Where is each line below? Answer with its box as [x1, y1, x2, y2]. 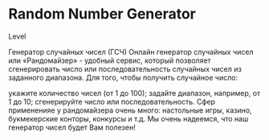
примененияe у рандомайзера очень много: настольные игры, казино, [8, 105, 252, 115]
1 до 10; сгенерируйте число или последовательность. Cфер [8, 97, 215, 106]
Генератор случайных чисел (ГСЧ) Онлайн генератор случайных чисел [8, 47, 254, 56]
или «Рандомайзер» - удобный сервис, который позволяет [8, 56, 211, 65]
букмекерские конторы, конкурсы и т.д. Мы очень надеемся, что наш [8, 113, 249, 123]
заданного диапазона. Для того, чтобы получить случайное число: [8, 72, 238, 82]
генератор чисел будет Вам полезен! [8, 122, 137, 132]
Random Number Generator [8, 5, 197, 23]
